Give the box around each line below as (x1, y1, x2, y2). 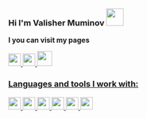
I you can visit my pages (8, 36, 90, 45)
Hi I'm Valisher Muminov (8, 17, 105, 28)
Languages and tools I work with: (8, 79, 139, 90)
